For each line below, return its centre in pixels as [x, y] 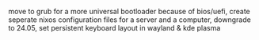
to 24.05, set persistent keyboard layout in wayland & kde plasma [114, 28]
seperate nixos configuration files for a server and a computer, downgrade [129, 20]
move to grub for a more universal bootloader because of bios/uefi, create [129, 11]
